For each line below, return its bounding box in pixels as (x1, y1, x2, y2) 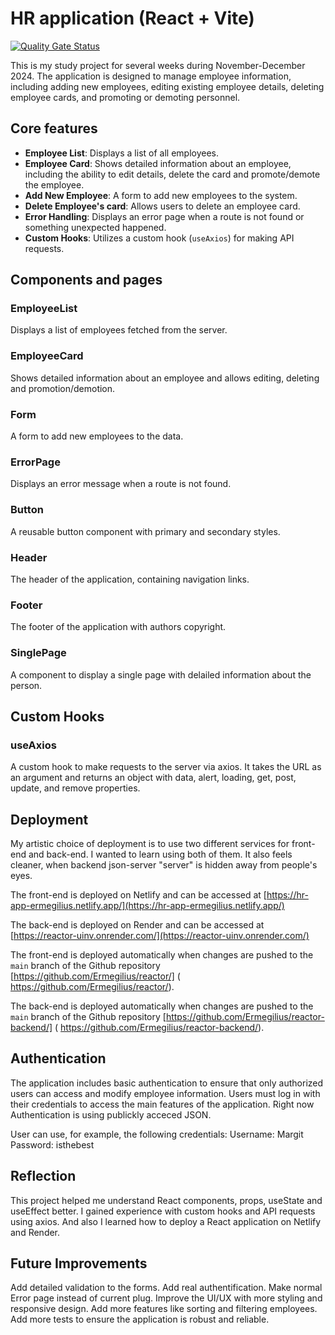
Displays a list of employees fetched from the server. (10, 324, 228, 336)
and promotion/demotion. (10, 382, 116, 394)
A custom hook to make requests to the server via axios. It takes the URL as (10, 761, 322, 773)
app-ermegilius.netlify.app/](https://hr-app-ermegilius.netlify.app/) (10, 900, 285, 912)
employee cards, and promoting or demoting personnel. (10, 91, 241, 103)
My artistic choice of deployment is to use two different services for (10, 838, 290, 850)
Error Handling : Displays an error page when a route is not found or (24, 210, 305, 222)
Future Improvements (10, 1255, 148, 1272)
